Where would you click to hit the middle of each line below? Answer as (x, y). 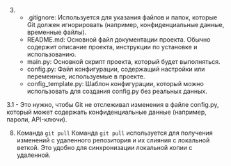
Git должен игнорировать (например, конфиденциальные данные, (126, 25)
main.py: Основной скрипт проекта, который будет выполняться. (124, 61)
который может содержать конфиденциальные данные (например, (106, 112)
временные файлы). (57, 32)
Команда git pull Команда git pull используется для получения (114, 133)
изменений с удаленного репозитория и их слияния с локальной (113, 140)
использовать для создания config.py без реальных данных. (117, 91)
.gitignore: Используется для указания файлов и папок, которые (122, 17)
